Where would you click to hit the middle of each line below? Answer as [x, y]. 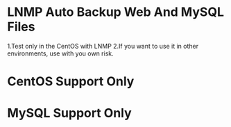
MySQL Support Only [69, 113]
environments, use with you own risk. [61, 53]
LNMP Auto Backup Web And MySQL [115, 12]
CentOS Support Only [71, 82]
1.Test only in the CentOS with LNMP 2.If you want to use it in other [103, 46]
